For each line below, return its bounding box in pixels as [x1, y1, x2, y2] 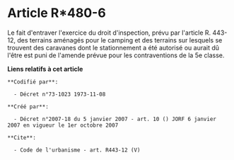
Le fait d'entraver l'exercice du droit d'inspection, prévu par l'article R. [7, 28, 211, 37]
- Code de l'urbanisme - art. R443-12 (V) [13, 147, 141, 154]
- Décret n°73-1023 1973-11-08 [13, 91, 106, 98]
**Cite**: [7, 134, 37, 141]
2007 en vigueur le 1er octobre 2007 [7, 122, 119, 129]
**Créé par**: [7, 103, 49, 110]
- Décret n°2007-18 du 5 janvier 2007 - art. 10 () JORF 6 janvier [13, 115, 217, 122]
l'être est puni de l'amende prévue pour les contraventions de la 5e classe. [7, 51, 225, 59]
